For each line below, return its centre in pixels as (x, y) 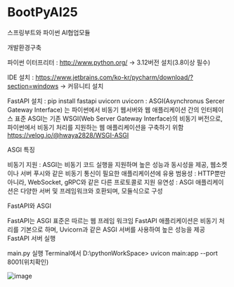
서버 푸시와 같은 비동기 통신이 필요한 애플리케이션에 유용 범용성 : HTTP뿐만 (123, 173)
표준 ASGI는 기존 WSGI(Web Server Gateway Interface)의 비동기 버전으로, (118, 118)
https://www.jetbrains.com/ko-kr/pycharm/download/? (114, 77)
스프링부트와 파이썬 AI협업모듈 (49, 32)
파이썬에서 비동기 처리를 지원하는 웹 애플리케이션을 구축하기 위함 (96, 127)
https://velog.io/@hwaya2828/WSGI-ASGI (68, 135)
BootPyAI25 (43, 12)
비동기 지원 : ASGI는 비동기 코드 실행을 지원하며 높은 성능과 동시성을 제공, (108, 164)
